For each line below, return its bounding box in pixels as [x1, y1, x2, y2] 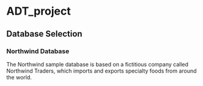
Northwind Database [6, 47, 70, 56]
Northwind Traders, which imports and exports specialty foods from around [6, 67, 197, 74]
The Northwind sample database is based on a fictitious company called [6, 60, 188, 68]
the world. [6, 73, 32, 81]
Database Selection [6, 29, 83, 39]
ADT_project [6, 4, 72, 18]
